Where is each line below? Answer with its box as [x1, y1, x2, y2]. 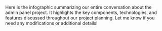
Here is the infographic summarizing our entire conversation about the [5, 4, 152, 10]
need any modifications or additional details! [5, 20, 98, 26]
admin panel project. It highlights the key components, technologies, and [5, 9, 157, 15]
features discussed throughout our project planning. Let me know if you [5, 15, 155, 20]
